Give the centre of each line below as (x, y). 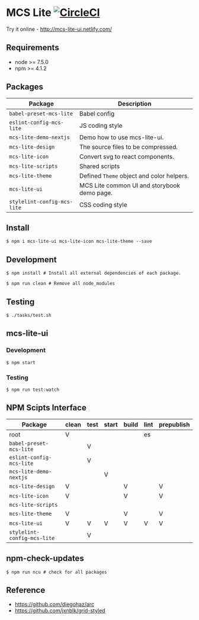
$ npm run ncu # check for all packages (57, 572)
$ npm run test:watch (33, 390)
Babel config (97, 114)
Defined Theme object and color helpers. (134, 176)
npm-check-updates (45, 559)
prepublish (174, 425)
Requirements (33, 48)
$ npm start (21, 362)
